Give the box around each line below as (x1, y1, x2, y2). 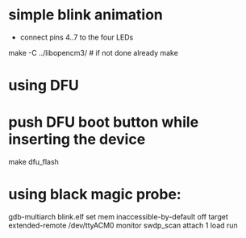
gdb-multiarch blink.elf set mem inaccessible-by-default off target (8, 212, 228, 221)
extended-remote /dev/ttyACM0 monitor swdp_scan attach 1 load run (8, 220, 238, 230)
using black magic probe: (8, 186, 181, 203)
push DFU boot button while (8, 113, 199, 132)
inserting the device (8, 131, 146, 148)
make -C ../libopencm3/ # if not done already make (8, 48, 179, 57)
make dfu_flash (8, 157, 59, 167)
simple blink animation (8, 6, 164, 24)
